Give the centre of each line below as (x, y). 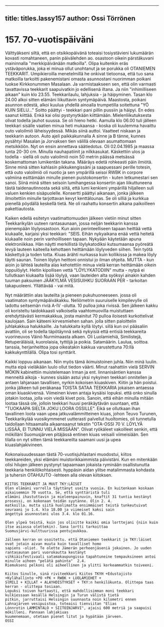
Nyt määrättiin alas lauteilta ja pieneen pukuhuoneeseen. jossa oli (71, 295)
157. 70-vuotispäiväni (49, 39)
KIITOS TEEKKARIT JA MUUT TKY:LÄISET (43, 484)
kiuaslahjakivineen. (24, 445)
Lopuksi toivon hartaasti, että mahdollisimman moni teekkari (70, 591)
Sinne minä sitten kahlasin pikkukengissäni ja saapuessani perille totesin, (78, 167)
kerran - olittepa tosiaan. (34, 587)
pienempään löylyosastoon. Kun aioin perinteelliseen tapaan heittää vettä (79, 229)
